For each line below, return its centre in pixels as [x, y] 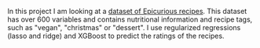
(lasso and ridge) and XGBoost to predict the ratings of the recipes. [116, 36]
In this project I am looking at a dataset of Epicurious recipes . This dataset [127, 11]
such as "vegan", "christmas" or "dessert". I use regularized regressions [124, 27]
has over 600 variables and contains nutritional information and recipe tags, [130, 19]
